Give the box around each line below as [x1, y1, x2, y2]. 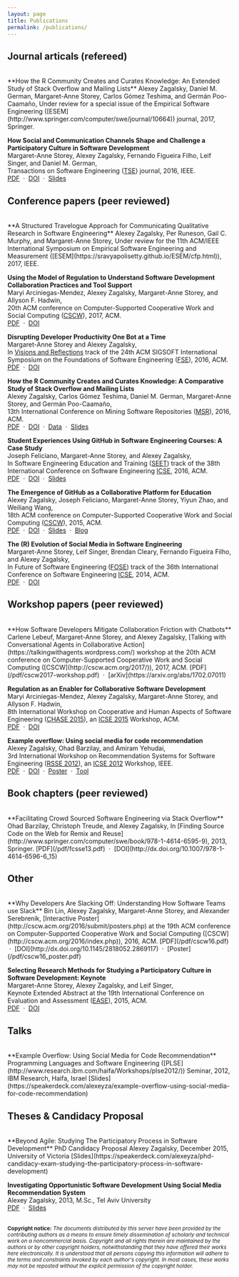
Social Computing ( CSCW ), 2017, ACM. [7, 312, 122, 319]
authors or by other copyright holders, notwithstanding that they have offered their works [7, 1244, 227, 1251]
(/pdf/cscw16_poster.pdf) [7, 952, 82, 961]
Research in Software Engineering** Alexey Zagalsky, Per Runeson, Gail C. [7, 229, 227, 237]
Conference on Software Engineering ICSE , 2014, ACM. [7, 570, 170, 579]
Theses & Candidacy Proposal [7, 1110, 144, 1122]
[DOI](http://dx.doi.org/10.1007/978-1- [113, 844, 225, 853]
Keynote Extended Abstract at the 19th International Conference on [7, 989, 205, 998]
